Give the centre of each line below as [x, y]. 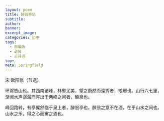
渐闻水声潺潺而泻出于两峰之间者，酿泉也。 [49, 97]
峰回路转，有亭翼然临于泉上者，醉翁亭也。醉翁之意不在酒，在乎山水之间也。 [83, 108]
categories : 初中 [22, 38]
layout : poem [19, 10]
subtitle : [15, 19]
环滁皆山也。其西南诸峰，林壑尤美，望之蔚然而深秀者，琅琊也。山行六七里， [83, 91]
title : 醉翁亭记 [20, 14]
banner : [13, 28]
